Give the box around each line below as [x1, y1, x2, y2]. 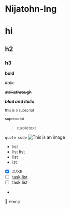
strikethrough [5, 89, 32, 95]
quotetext [16, 125, 36, 131]
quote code [5, 135, 27, 140]
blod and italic [5, 98, 35, 105]
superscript [5, 116, 24, 122]
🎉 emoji [5, 199, 20, 205]
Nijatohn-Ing [5, 3, 57, 15]
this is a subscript [5, 108, 35, 113]
